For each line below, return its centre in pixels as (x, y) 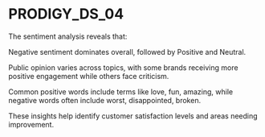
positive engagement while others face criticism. (89, 76)
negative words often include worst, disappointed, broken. (105, 100)
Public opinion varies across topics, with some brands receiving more (123, 67)
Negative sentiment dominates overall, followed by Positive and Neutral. (127, 52)
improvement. (31, 124)
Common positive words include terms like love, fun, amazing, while (121, 91)
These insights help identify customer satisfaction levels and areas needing (133, 116)
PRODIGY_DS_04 (66, 14)
